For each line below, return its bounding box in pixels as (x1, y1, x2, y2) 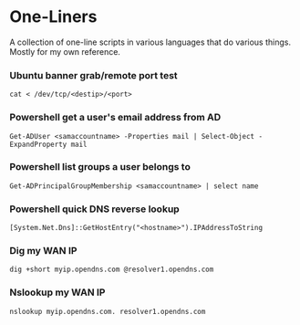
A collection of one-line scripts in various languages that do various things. (9, 37, 292, 47)
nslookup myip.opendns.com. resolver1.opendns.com (9, 307, 206, 316)
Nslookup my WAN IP (9, 286, 106, 299)
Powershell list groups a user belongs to (9, 161, 191, 173)
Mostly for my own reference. (9, 46, 121, 57)
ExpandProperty (9, 140, 67, 149)
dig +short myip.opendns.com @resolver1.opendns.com (9, 265, 214, 275)
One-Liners (9, 6, 98, 27)
